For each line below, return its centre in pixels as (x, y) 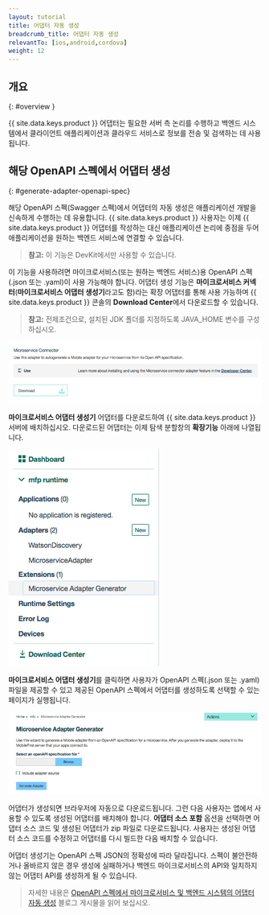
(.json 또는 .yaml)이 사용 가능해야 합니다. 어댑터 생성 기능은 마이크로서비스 (125, 282)
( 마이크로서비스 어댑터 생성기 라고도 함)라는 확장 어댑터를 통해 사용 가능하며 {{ (136, 292)
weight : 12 (26, 51)
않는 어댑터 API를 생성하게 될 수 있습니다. (73, 875)
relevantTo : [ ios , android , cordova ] (68, 43)
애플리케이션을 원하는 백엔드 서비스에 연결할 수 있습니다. (96, 237)
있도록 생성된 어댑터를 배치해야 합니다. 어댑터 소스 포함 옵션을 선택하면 (142, 818)
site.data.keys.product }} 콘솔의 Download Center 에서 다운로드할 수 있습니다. (133, 302)
